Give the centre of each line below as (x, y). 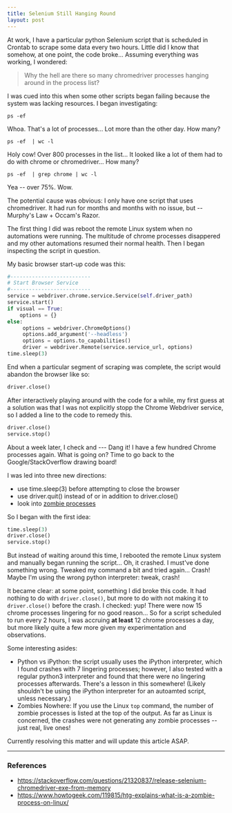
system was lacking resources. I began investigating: (83, 103)
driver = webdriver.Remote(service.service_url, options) (108, 347)
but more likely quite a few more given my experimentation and (97, 628)
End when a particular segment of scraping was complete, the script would (114, 366)
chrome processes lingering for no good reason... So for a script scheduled (114, 613)
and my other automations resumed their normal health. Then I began (106, 243)
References (27, 766)
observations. (27, 635)
